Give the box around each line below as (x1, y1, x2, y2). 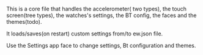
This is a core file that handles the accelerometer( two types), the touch (6, 5, 187, 12)
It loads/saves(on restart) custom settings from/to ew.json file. (6, 30, 163, 37)
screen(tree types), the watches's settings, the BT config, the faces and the (6, 12, 197, 19)
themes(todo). (6, 18, 42, 25)
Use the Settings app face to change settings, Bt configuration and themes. (6, 42, 196, 49)
